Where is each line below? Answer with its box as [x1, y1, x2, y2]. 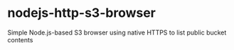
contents [7, 35, 33, 44]
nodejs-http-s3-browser [7, 5, 156, 21]
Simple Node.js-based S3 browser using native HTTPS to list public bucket [7, 28, 227, 37]
